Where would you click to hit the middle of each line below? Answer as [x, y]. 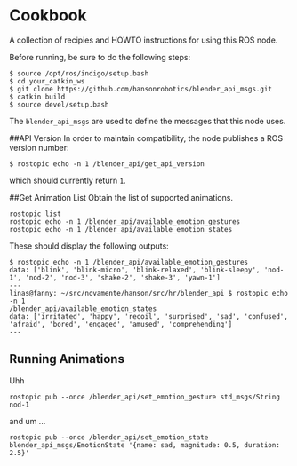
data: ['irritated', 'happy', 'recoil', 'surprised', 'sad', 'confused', [149, 316]
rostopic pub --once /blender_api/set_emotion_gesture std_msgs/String [144, 397]
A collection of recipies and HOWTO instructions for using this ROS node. [144, 40]
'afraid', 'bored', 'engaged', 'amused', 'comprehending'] [121, 324]
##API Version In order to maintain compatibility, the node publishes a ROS [146, 138]
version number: [39, 147]
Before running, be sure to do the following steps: [100, 57]
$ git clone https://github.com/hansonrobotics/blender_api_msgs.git [141, 89]
